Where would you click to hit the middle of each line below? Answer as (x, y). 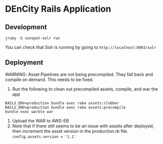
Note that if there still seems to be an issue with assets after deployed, (83, 126)
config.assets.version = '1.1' (44, 137)
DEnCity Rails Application (58, 9)
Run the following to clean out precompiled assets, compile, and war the (85, 89)
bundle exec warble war (29, 112)
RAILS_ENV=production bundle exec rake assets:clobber (62, 103)
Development (26, 27)
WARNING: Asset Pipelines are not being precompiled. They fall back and (79, 74)
